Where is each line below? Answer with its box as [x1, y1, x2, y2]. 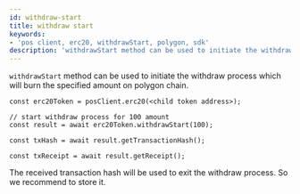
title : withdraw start [9, 21, 94, 30]
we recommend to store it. [9, 177, 106, 188]
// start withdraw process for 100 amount [9, 113, 170, 122]
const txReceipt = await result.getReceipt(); [9, 152, 186, 161]
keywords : [9, 29, 46, 38]
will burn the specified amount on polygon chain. [9, 80, 189, 91]
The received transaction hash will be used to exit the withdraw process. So [9, 167, 288, 178]
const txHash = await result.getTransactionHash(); [9, 136, 205, 145]
